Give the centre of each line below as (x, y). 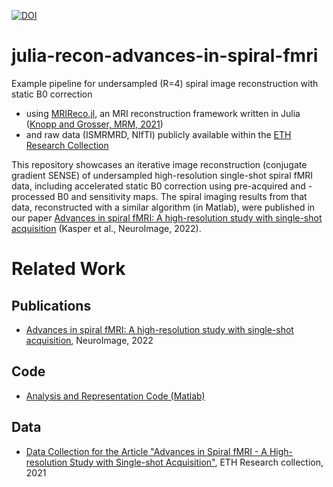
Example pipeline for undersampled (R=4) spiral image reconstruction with (165, 83)
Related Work (68, 269)
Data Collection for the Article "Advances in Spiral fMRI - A (146, 451)
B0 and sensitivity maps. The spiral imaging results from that (182, 196)
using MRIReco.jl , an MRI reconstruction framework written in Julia (163, 113)
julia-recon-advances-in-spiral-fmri (165, 56)
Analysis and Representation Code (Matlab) (115, 396)
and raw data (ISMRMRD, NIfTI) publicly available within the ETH (158, 134)
